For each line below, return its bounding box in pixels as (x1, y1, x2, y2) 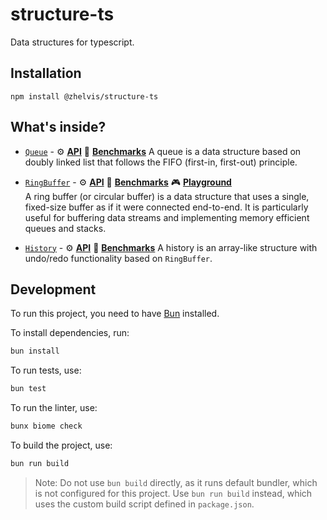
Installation (10, 65, 82, 82)
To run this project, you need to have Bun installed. (10, 308, 220, 320)
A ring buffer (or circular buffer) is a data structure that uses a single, (24, 190, 310, 202)
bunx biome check (10, 421, 83, 432)
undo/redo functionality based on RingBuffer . (24, 252, 213, 264)
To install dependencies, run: (10, 327, 130, 339)
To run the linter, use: (10, 402, 98, 414)
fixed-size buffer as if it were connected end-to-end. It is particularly (24, 201, 309, 213)
